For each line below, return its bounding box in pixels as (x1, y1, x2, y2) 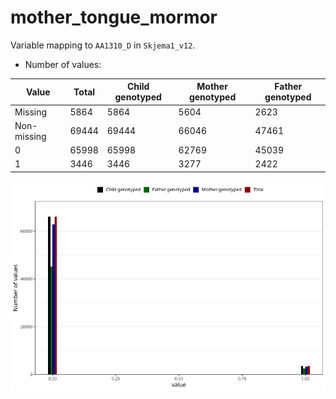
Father (274, 81, 303, 93)
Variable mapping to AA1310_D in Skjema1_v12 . (10, 39, 196, 51)
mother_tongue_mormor (10, 6, 218, 29)
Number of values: (24, 58, 102, 70)
